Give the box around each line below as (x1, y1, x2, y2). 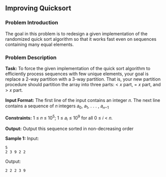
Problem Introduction (5, 19, 59, 26)
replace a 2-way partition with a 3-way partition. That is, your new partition (5, 76, 161, 82)
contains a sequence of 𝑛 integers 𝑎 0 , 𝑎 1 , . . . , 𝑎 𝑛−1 (5, 103, 109, 110)
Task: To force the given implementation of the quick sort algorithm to (5, 65, 151, 71)
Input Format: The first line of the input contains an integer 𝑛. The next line (5, 97, 160, 103)
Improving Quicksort (5, 4, 71, 13)
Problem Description (5, 54, 57, 61)
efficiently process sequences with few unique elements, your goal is (5, 71, 149, 77)
